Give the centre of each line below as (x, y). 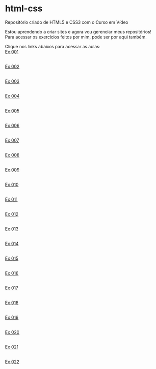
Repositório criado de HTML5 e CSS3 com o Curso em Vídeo (67, 22)
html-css (24, 9)
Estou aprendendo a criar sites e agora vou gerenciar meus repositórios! (78, 31)
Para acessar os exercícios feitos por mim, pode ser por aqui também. (76, 37)
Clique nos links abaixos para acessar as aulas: (53, 46)
